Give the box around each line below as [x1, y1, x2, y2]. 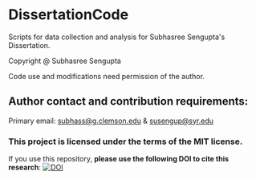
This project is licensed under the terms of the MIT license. [8, 136, 243, 147]
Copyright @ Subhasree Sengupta [8, 56, 122, 66]
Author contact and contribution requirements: [8, 94, 249, 109]
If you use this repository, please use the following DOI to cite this [8, 154, 230, 164]
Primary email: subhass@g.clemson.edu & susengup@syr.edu [8, 116, 214, 125]
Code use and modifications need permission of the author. [8, 71, 205, 81]
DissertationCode [8, 6, 129, 24]
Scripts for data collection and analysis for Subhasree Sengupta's [8, 32, 226, 42]
